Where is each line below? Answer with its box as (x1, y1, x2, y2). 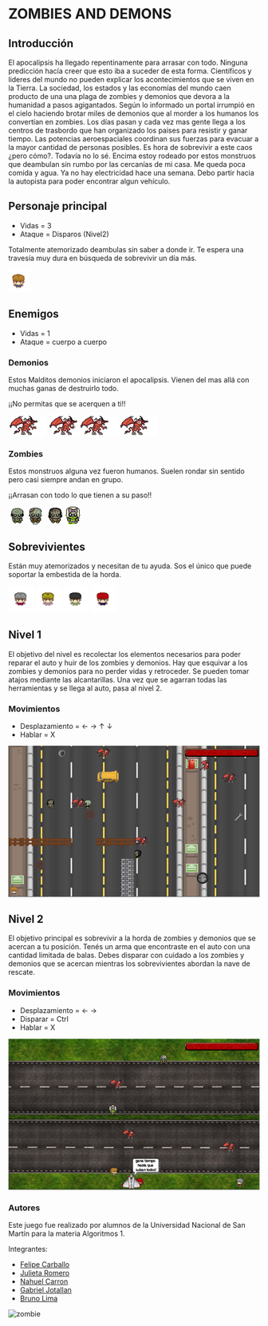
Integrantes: (8, 1245, 48, 1254)
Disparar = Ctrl (19, 1014, 69, 1023)
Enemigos (8, 307, 60, 321)
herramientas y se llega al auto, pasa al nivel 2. (8, 683, 163, 693)
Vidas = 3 (19, 220, 52, 230)
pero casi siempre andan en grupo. (8, 475, 124, 485)
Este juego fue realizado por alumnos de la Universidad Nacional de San (8, 1221, 246, 1230)
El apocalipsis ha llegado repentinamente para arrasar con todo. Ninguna (8, 57, 249, 67)
